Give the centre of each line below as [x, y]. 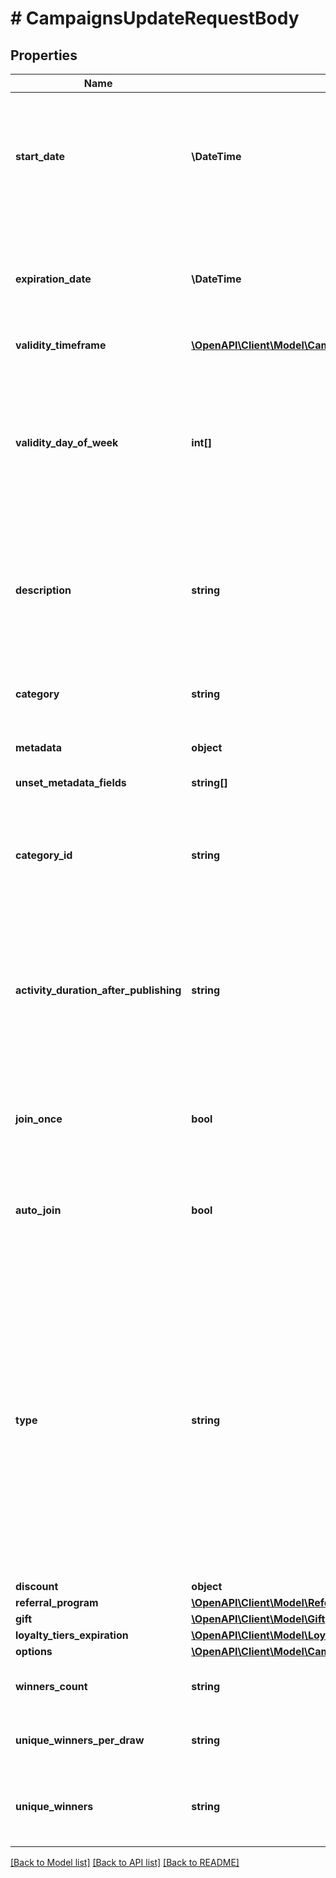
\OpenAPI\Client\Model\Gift [258, 1619]
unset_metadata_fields [71, 782]
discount [37, 1586]
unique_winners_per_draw [80, 1740]
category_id [44, 855]
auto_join [38, 1210]
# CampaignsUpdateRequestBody [155, 18]
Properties [44, 55]
